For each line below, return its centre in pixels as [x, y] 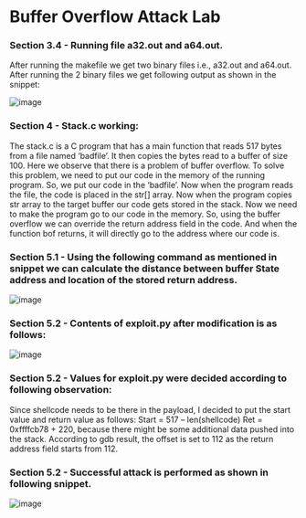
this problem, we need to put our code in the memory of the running [137, 174]
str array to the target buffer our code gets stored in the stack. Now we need [153, 204]
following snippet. [51, 483]
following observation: [61, 390]
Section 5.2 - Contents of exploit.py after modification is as [143, 323]
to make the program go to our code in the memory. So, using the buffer [145, 214]
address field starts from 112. [64, 449]
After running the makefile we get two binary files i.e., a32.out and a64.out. [151, 65]
